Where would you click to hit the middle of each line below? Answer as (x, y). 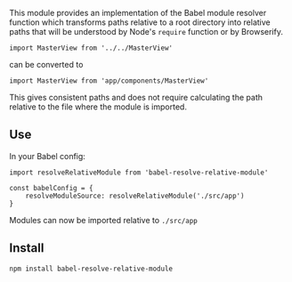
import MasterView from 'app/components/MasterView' (109, 81)
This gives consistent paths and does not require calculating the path (136, 97)
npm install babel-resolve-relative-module (91, 269)
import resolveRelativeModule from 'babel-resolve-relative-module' (139, 173)
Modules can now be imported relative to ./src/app (104, 220)
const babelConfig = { (51, 188)
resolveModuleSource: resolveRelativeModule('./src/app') (135, 196)
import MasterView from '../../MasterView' (91, 48)
